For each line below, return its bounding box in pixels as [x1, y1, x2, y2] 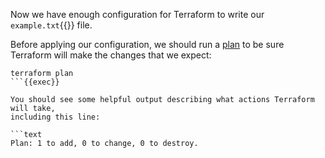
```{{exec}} [10, 77, 60, 87]
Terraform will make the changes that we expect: [10, 49, 212, 61]
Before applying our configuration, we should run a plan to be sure [10, 39, 285, 50]
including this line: [10, 112, 101, 122]
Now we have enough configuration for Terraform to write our [10, 9, 265, 20]
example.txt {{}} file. [10, 19, 93, 31]
